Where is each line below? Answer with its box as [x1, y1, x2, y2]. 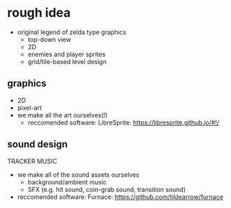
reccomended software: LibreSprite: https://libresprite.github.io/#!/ [27, 118, 219, 127]
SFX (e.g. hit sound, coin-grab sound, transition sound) [27, 185, 186, 193]
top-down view [27, 35, 72, 43]
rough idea [7, 5, 71, 21]
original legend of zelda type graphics [17, 28, 127, 36]
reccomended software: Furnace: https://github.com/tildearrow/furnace [17, 193, 224, 201]
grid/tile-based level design [27, 57, 106, 65]
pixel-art [17, 103, 42, 112]
